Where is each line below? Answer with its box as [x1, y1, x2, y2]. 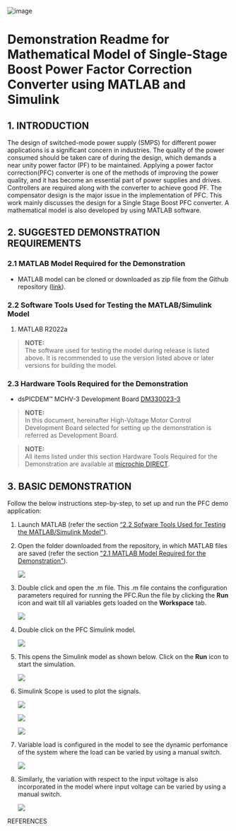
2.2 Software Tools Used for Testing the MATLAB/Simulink [7, 300, 212, 310]
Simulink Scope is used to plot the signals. [17, 687, 141, 696]
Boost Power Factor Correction [7, 62, 192, 78]
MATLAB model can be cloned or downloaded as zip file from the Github [17, 274, 229, 283]
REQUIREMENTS [7, 238, 81, 250]
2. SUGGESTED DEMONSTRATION [7, 226, 160, 238]
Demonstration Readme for [7, 32, 170, 47]
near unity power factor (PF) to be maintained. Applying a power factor [7, 161, 214, 169]
